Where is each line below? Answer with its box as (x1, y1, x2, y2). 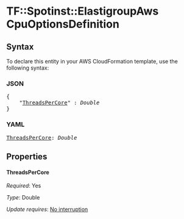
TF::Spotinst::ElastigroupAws (6, 4, 159, 18)
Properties (6, 151, 48, 162)
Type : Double (6, 194, 40, 201)
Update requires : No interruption (6, 206, 88, 213)
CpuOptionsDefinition (6, 17, 120, 31)
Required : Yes (6, 182, 41, 190)
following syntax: (6, 64, 49, 71)
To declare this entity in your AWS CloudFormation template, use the (6, 58, 178, 65)
